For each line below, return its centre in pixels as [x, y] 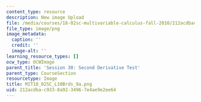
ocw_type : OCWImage [31, 62]
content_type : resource [36, 12]
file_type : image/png [33, 28]
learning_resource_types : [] [42, 56]
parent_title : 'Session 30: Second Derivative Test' [73, 67]
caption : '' [27, 40]
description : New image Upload [45, 17]
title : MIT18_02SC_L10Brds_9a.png [49, 85]
